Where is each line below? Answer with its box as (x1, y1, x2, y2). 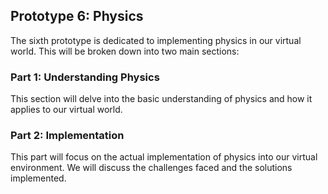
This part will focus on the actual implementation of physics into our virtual (10, 151, 318, 163)
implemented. (10, 172, 67, 184)
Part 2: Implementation (10, 129, 125, 143)
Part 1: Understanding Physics (10, 70, 160, 84)
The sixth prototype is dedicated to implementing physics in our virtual (10, 34, 302, 46)
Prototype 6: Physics (10, 8, 144, 25)
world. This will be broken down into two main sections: (10, 45, 240, 57)
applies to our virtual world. (10, 104, 123, 116)
